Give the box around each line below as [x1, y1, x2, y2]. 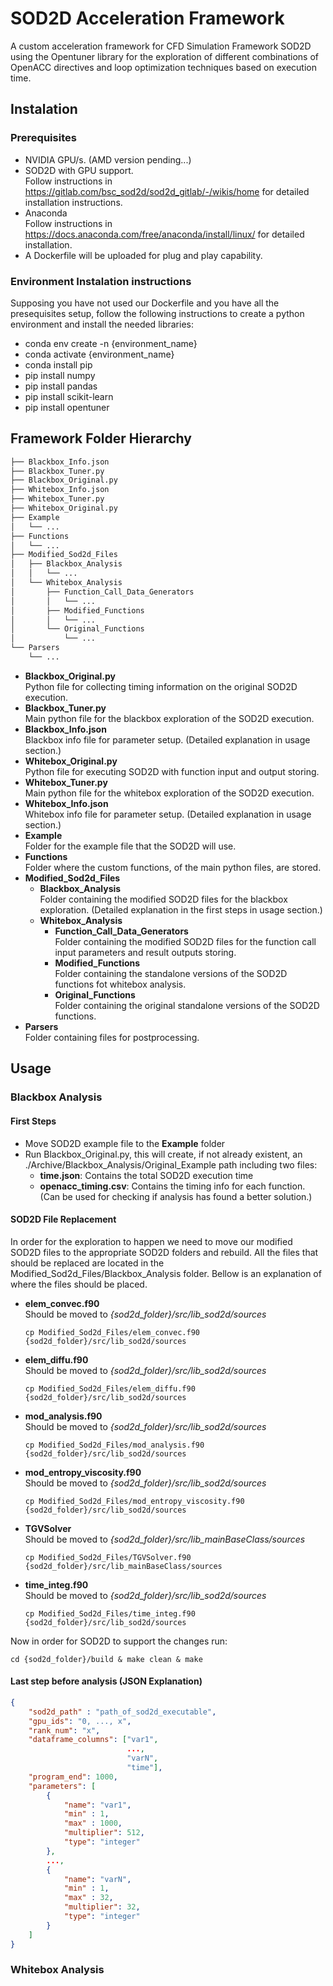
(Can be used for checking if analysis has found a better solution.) [39, 1190, 313, 1202]
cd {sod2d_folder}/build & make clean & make [10, 1654, 203, 1664]
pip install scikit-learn [24, 390, 114, 402]
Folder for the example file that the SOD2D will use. [24, 840, 237, 852]
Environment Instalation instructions [10, 274, 192, 288]
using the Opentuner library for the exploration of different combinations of [10, 50, 320, 62]
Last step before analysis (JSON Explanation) [10, 1675, 203, 1687]
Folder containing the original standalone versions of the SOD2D [54, 999, 320, 1011]
